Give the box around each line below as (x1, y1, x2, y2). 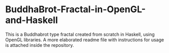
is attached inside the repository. (5, 42, 74, 48)
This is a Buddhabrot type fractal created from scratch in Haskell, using (5, 31, 155, 37)
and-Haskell (5, 14, 58, 26)
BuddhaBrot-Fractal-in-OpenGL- (5, 4, 146, 15)
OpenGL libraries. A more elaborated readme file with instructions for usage (5, 37, 164, 43)
